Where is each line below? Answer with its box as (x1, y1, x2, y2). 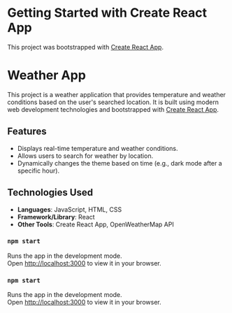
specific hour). (17, 166, 60, 175)
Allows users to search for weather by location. (17, 152, 154, 160)
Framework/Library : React (17, 212, 96, 221)
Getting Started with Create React (7, 5, 208, 21)
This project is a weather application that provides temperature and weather (7, 90, 226, 99)
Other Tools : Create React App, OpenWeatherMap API (17, 220, 175, 228)
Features (7, 126, 47, 138)
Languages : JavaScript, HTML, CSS (17, 205, 122, 214)
